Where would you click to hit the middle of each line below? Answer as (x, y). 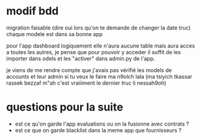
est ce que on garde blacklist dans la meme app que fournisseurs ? (98, 130)
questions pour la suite (65, 107)
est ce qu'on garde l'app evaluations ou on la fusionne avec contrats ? (102, 124)
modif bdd (32, 11)
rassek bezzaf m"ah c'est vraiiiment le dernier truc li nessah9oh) (86, 83)
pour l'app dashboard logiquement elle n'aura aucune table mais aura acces (101, 46)
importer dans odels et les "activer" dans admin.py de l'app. (81, 58)
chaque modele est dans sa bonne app (54, 34)
